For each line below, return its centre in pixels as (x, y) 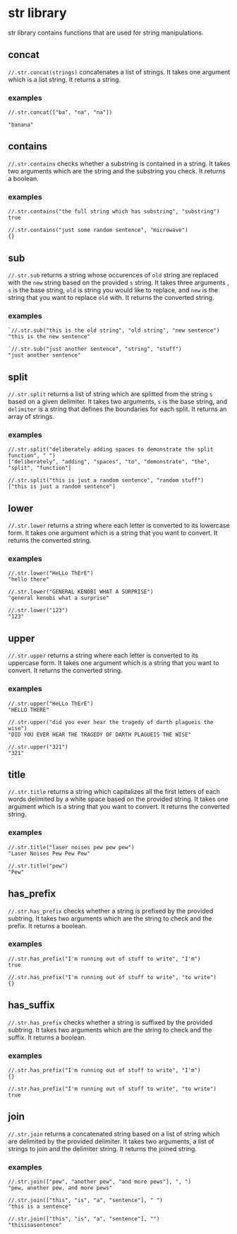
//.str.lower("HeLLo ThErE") (51, 573)
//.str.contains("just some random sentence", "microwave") (98, 230)
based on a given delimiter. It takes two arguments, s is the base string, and (118, 402)
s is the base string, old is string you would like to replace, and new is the (113, 290)
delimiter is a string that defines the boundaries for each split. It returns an (117, 409)
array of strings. (31, 417)
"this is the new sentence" (49, 337)
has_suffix (31, 1005)
